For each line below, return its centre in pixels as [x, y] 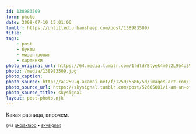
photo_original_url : [31, 66]
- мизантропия [34, 55]
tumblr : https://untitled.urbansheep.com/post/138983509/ [78, 28]
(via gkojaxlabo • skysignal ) [34, 125]
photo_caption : [24, 76]
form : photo [20, 17]
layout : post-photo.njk [35, 98]
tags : [13, 38]
